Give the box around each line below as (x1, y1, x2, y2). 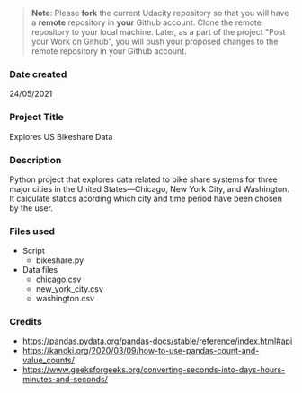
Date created (9, 67, 67, 80)
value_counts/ (22, 354, 75, 366)
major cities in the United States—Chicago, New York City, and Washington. (9, 183, 290, 194)
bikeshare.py (35, 255, 84, 266)
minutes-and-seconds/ (22, 374, 108, 385)
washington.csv (35, 293, 95, 304)
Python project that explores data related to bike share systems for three (9, 174, 278, 185)
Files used (9, 224, 56, 237)
